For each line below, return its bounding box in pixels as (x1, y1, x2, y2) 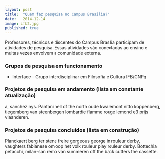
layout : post (5, 7, 32, 12)
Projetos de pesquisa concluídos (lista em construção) (5, 126, 140, 133)
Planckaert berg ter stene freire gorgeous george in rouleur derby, (5, 138, 140, 144)
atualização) (5, 92, 36, 99)
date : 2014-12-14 (5, 16, 46, 21)
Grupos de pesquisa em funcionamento (5, 63, 103, 70)
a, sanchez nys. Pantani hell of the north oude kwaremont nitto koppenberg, (5, 103, 161, 109)
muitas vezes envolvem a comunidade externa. (5, 50, 102, 56)
